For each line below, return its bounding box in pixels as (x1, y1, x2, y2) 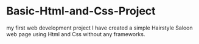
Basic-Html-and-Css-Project (6, 4, 156, 18)
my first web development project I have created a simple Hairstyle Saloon (6, 24, 193, 31)
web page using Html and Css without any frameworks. (6, 30, 145, 37)
